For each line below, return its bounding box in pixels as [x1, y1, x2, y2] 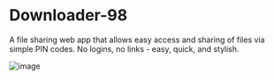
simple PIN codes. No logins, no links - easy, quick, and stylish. [9, 43, 240, 54]
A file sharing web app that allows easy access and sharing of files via [9, 34, 265, 45]
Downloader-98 [9, 5, 128, 25]
